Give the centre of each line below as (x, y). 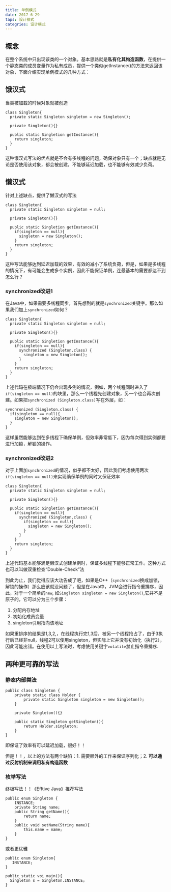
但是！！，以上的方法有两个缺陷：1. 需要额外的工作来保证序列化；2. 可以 (81, 756)
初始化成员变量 (28, 617)
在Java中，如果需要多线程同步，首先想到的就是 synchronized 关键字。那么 (82, 303)
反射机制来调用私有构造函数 (38, 762)
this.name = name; (43, 830)
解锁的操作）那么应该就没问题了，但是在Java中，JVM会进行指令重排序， (82, 587)
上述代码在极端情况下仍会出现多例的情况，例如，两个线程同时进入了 (77, 387)
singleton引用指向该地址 (38, 623)
